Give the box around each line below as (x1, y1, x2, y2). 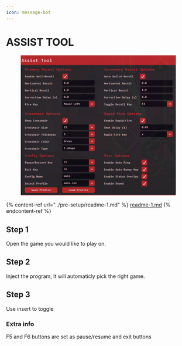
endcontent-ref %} (6, 208, 51, 215)
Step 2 (6, 257, 30, 267)
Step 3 (6, 290, 30, 300)
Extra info (6, 320, 35, 328)
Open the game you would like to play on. (6, 240, 107, 247)
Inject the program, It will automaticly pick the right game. (6, 273, 145, 280)
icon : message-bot (6, 9, 51, 15)
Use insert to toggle (6, 305, 54, 312)
